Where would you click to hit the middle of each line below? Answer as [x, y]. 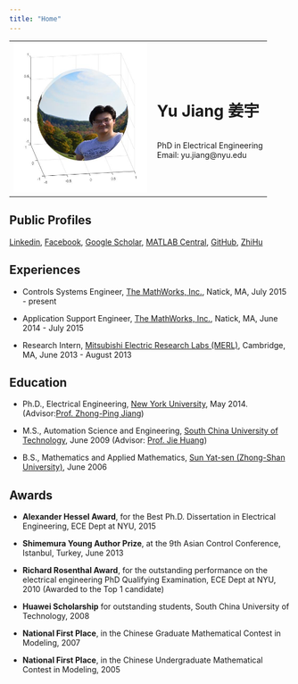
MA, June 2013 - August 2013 [77, 355]
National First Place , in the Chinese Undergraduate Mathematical [142, 660]
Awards [31, 495]
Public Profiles [50, 220]
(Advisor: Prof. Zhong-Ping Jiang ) [83, 413]
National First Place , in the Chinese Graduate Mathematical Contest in [151, 633]
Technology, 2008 [56, 616]
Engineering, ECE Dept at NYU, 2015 [89, 526]
